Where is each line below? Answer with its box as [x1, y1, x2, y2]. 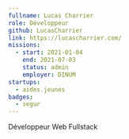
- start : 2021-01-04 [15, 48, 83, 56]
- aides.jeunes [15, 85, 66, 94]
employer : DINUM [22, 71, 77, 79]
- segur [15, 100, 41, 108]
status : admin [22, 64, 69, 71]
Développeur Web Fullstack [8, 122, 98, 132]
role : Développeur [8, 19, 69, 27]
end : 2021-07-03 [22, 56, 77, 64]
